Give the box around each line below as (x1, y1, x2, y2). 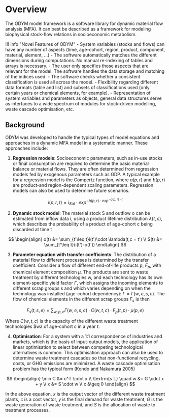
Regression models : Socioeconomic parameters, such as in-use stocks (12, 155, 163, 161)
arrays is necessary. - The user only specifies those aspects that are (5, 63, 149, 69)
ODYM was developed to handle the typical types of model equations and (5, 134, 160, 141)
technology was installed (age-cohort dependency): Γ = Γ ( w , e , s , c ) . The (12, 290, 165, 296)
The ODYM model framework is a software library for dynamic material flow (5, 20, 163, 26)
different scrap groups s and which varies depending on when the (12, 285, 151, 291)
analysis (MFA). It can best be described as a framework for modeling (5, 25, 151, 32)
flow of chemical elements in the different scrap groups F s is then (12, 296, 150, 303)
